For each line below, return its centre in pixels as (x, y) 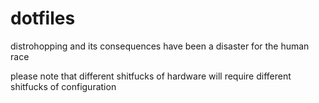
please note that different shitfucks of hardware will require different (151, 76)
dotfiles (43, 18)
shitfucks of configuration (63, 86)
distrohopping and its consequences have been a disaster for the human (160, 46)
